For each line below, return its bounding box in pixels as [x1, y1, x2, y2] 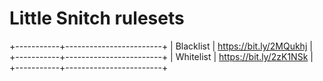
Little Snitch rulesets [9, 7, 185, 30]
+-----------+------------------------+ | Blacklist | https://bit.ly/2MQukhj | [9, 40, 313, 52]
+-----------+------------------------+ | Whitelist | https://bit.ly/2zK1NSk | [9, 50, 314, 62]
